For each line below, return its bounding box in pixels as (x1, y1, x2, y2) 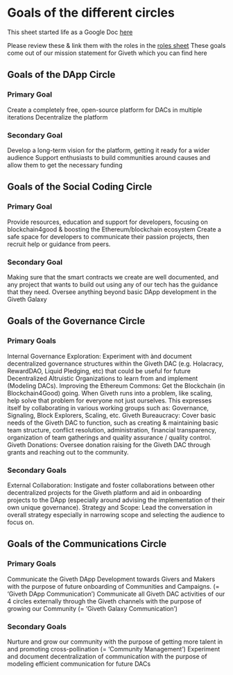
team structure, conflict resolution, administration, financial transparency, (7, 425, 217, 434)
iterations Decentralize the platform (7, 113, 108, 121)
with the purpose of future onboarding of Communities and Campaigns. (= (7, 582, 220, 590)
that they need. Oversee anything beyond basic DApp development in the (7, 287, 217, 296)
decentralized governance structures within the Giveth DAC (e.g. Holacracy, (7, 359, 224, 368)
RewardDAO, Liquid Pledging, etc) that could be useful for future (7, 366, 191, 375)
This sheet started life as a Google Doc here (7, 28, 133, 36)
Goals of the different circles (7, 5, 175, 21)
